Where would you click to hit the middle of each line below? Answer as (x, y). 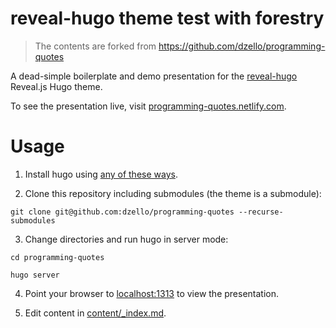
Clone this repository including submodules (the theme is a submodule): (173, 193)
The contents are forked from (95, 46)
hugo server (35, 275)
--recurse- (261, 212)
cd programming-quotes (57, 257)
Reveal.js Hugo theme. (56, 86)
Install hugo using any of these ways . (101, 174)
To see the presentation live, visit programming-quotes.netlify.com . (148, 106)
